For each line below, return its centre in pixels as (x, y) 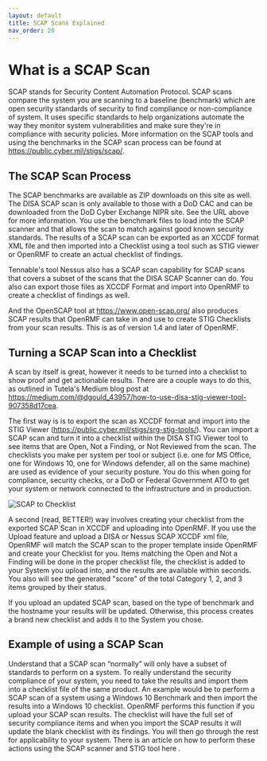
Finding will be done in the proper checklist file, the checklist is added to (127, 561)
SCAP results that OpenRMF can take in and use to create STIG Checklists (130, 319)
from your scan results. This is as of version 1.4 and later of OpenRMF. (124, 328)
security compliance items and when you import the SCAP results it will (125, 723)
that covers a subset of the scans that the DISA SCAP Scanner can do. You (131, 279)
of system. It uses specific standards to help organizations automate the (126, 117)
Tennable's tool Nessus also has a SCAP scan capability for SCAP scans (126, 270)
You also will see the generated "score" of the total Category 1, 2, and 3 (125, 579)
